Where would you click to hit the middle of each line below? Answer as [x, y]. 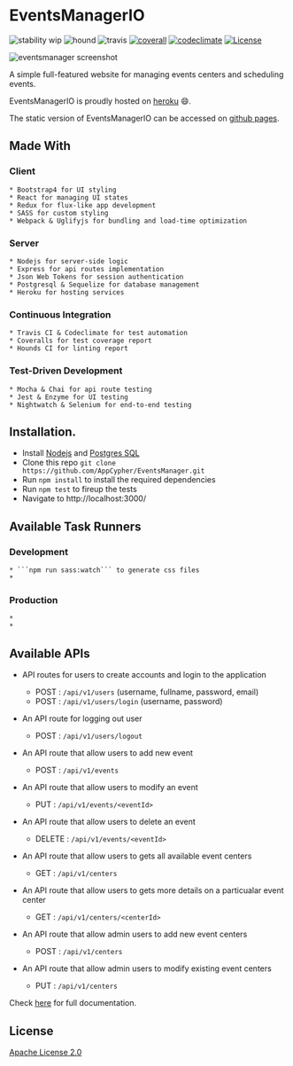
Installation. [43, 431]
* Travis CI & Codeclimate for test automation [99, 333]
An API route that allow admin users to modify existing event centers [146, 968]
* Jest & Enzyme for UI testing [69, 397]
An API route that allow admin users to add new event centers [135, 934]
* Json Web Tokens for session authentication [96, 277]
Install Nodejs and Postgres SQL [81, 453]
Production [34, 600]
